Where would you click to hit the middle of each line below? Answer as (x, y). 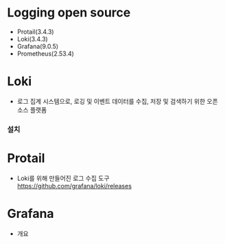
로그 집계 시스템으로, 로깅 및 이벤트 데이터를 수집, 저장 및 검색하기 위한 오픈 (117, 101)
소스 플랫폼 (32, 110)
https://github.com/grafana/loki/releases (74, 186)
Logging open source (69, 13)
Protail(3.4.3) (35, 32)
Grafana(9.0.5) (38, 46)
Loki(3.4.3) (32, 38)
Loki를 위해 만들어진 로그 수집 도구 (63, 178)
